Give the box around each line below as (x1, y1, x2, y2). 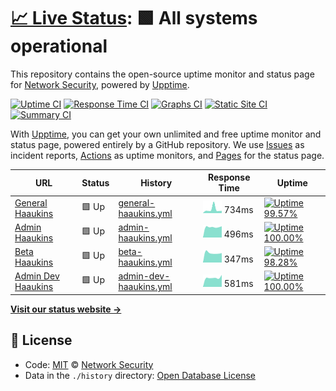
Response (207, 171, 251, 184)
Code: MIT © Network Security (24, 358, 154, 370)
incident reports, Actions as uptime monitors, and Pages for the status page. (10, 149, 325, 161)
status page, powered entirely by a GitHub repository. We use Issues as (10, 138, 305, 150)
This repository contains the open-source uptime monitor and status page (10, 68, 315, 80)
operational (10, 35, 108, 58)
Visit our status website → (10, 303, 122, 315)
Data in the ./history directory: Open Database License (24, 369, 256, 381)
